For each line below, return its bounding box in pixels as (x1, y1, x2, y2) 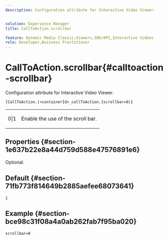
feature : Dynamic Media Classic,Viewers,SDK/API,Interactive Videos (5, 35, 154, 40)
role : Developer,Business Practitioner (5, 40, 90, 45)
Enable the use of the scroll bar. (21, 115, 97, 123)
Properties (5, 137, 40, 146)
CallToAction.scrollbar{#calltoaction (5, 62, 164, 74)
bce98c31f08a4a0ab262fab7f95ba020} (5, 218, 137, 226)
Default (5, 174, 30, 183)
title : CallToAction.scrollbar (5, 26, 72, 31)
